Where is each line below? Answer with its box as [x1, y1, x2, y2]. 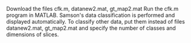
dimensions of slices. [6, 31, 59, 38]
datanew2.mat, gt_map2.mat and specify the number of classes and [6, 24, 176, 31]
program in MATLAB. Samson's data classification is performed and [6, 12, 175, 19]
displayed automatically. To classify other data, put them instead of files [6, 18, 186, 25]
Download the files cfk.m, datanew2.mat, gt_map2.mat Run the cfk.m [6, 5, 179, 12]
